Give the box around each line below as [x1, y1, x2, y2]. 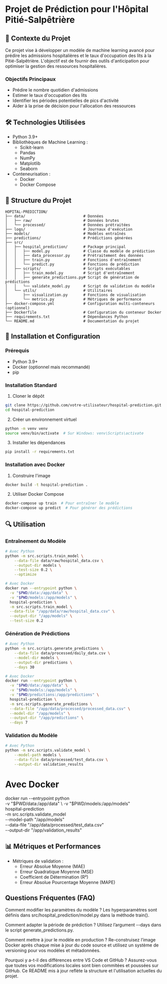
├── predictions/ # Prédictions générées [5, 235, 133, 240]
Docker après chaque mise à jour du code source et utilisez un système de [5, 942, 159, 948]
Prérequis [5, 347, 29, 354]
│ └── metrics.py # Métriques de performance [5, 296, 142, 302]
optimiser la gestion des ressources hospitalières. [5, 63, 107, 69]
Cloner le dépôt [12, 393, 45, 399]
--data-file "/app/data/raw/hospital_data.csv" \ [9, 609, 115, 614]
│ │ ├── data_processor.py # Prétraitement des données [5, 253, 144, 258]
